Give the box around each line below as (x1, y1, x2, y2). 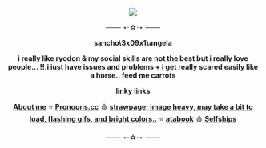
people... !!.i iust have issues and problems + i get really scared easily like (7, 62, 259, 71)
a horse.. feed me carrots (90, 70, 176, 80)
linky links (115, 86, 151, 95)
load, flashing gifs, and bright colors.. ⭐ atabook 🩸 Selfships (29, 114, 237, 123)
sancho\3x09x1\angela (93, 38, 173, 47)
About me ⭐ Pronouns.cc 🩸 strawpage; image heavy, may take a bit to (13, 102, 253, 111)
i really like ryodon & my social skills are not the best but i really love (18, 54, 248, 63)
